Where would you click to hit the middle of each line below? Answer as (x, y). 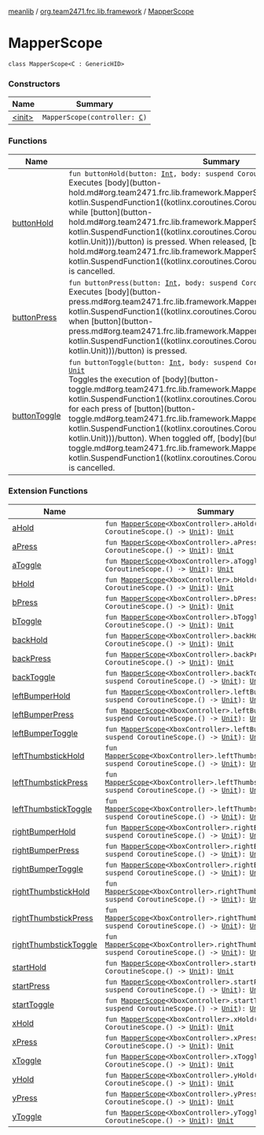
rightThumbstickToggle (55, 945)
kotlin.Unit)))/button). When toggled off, (142, 438)
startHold (29, 967)
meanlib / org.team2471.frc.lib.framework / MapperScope (101, 11)
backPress (32, 658)
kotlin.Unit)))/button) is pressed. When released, (158, 241)
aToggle (27, 565)
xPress (25, 1041)
